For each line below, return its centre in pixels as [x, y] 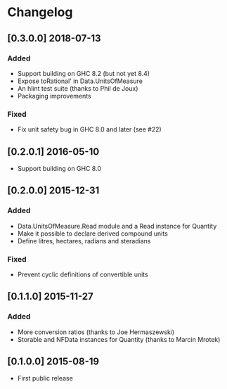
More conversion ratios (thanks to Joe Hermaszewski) [96, 332]
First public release [45, 378]
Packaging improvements [54, 96]
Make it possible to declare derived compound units [93, 234]
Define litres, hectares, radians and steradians [84, 241]
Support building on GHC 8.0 [59, 168]
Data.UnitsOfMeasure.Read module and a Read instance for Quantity [117, 226]
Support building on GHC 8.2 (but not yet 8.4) [83, 73]
